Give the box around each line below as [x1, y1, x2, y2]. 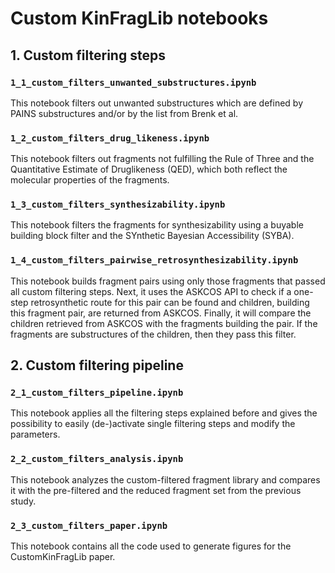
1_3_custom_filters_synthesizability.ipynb [10, 199, 226, 211]
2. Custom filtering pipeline [10, 357, 184, 374]
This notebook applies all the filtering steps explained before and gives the [10, 407, 318, 419]
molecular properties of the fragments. [10, 174, 170, 186]
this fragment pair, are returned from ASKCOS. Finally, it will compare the [10, 307, 312, 319]
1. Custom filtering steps [10, 47, 166, 64]
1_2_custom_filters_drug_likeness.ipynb [10, 132, 210, 144]
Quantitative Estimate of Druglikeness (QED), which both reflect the [10, 163, 288, 176]
